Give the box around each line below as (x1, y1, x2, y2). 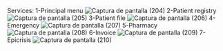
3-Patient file (88, 14, 126, 22)
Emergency (7, 21, 40, 29)
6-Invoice (88, 28, 116, 37)
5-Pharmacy (122, 21, 157, 29)
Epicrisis (7, 36, 32, 44)
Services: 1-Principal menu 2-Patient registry (7, 7, 217, 14)
